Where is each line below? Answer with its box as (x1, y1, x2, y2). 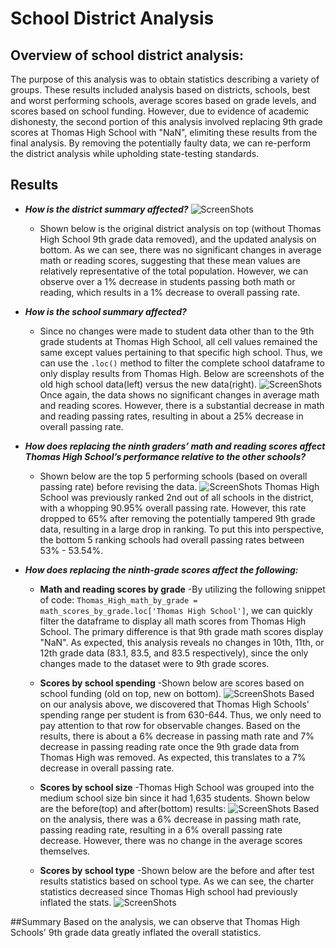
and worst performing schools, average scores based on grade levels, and (10, 95, 317, 106)
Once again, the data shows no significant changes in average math (39, 388, 320, 401)
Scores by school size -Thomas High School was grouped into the (39, 781, 315, 793)
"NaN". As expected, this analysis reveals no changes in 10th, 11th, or (39, 636, 325, 648)
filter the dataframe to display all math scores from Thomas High (39, 615, 307, 627)
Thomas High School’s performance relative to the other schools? (24, 450, 307, 462)
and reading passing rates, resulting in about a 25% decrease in (39, 410, 304, 422)
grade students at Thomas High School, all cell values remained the (39, 335, 318, 347)
